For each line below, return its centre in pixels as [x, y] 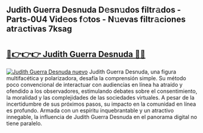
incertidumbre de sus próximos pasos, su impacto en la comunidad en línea [101, 104]
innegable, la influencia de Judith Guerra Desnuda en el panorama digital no [102, 117]
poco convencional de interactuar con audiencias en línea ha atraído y [94, 85]
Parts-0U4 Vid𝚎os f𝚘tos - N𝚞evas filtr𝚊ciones [96, 20]
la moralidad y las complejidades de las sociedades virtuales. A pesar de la [101, 97]
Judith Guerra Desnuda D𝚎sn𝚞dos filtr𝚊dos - [94, 10]
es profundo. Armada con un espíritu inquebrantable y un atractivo [90, 111]
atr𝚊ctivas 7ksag [39, 29]
